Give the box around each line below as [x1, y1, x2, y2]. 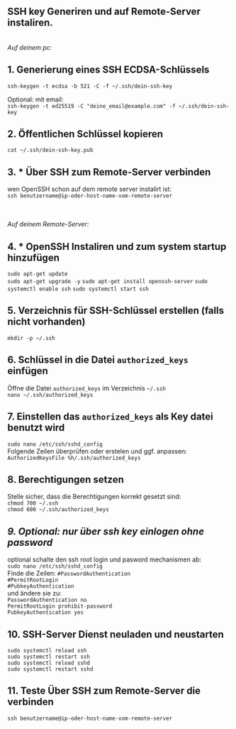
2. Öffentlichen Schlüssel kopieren [7, 128, 164, 141]
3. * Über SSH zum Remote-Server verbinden [7, 166, 211, 178]
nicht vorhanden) [7, 316, 86, 328]
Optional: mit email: [7, 95, 64, 104]
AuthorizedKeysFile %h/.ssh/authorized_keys [7, 454, 141, 461]
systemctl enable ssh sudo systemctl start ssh [7, 285, 149, 293]
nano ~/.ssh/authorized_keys [7, 391, 94, 398]
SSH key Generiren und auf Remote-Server [7, 6, 201, 18]
